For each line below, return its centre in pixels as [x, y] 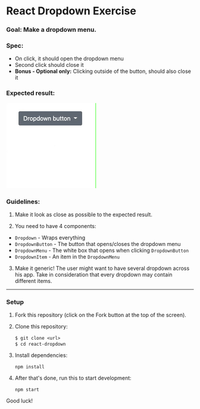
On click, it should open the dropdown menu [69, 59]
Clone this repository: [41, 327]
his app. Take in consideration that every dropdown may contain [93, 275]
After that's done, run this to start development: [73, 378]
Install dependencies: [41, 355]
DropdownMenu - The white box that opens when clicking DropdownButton [102, 250]
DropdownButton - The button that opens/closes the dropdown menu [98, 244]
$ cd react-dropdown [40, 345]
